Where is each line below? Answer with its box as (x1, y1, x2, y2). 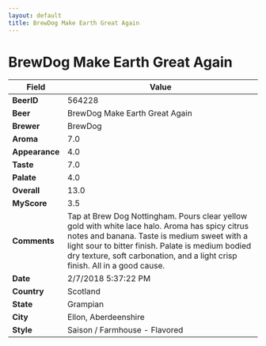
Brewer (12, 120, 40, 131)
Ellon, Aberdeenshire (66, 312, 145, 323)
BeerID (12, 95, 39, 106)
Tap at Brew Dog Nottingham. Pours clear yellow (66, 211, 248, 222)
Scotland (66, 286, 101, 297)
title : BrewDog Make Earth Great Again (8, 19, 140, 27)
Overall (12, 185, 40, 196)
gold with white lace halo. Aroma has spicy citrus (66, 221, 249, 232)
